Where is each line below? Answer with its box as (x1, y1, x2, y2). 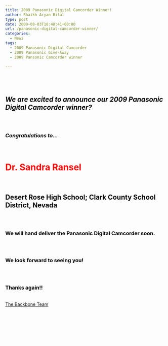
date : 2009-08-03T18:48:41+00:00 (5, 21, 76, 27)
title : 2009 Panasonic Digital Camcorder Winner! (5, 7, 112, 13)
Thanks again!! (5, 284, 43, 291)
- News (10, 36, 24, 41)
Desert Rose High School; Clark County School (5, 193, 156, 201)
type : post (5, 17, 28, 22)
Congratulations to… (5, 132, 58, 139)
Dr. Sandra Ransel (5, 161, 82, 173)
